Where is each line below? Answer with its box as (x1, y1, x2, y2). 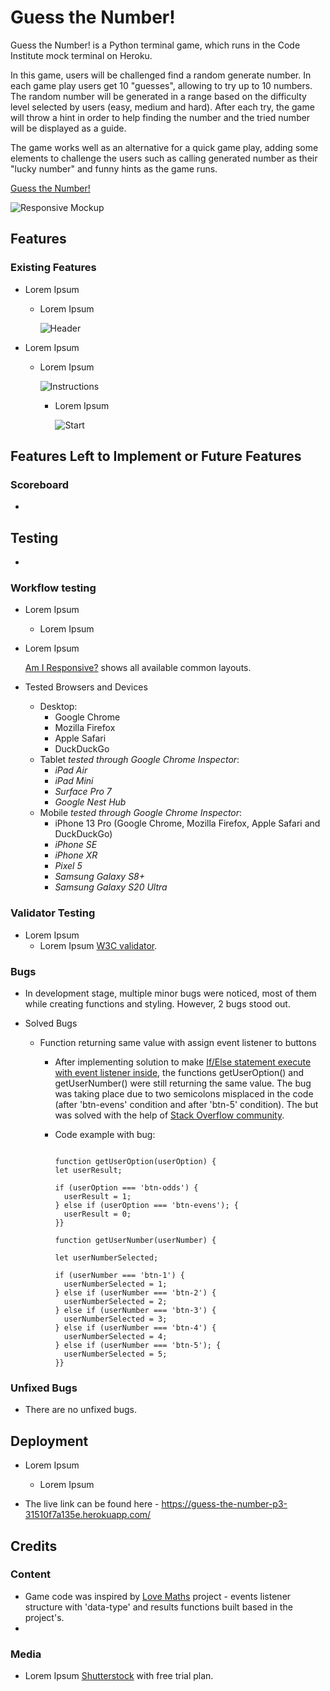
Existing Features (10, 261, 97, 275)
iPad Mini (54, 775, 94, 787)
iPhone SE (54, 839, 98, 851)
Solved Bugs (24, 1017, 78, 1030)
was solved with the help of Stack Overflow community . (54, 1109, 285, 1121)
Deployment (10, 1432, 89, 1450)
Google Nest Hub (54, 796, 127, 808)
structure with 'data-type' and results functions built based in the (24, 1601, 293, 1613)
